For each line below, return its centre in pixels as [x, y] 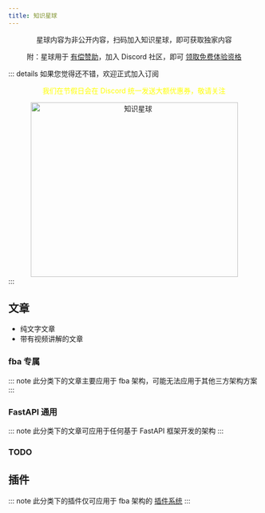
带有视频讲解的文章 [51, 339]
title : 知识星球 [33, 16]
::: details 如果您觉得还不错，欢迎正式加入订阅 [84, 74]
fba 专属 [24, 362]
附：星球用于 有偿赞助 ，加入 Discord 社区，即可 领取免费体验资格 [134, 56]
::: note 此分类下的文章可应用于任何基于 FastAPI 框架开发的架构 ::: [116, 431]
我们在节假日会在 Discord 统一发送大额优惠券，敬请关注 [134, 90]
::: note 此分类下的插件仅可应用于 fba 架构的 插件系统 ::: [99, 500]
